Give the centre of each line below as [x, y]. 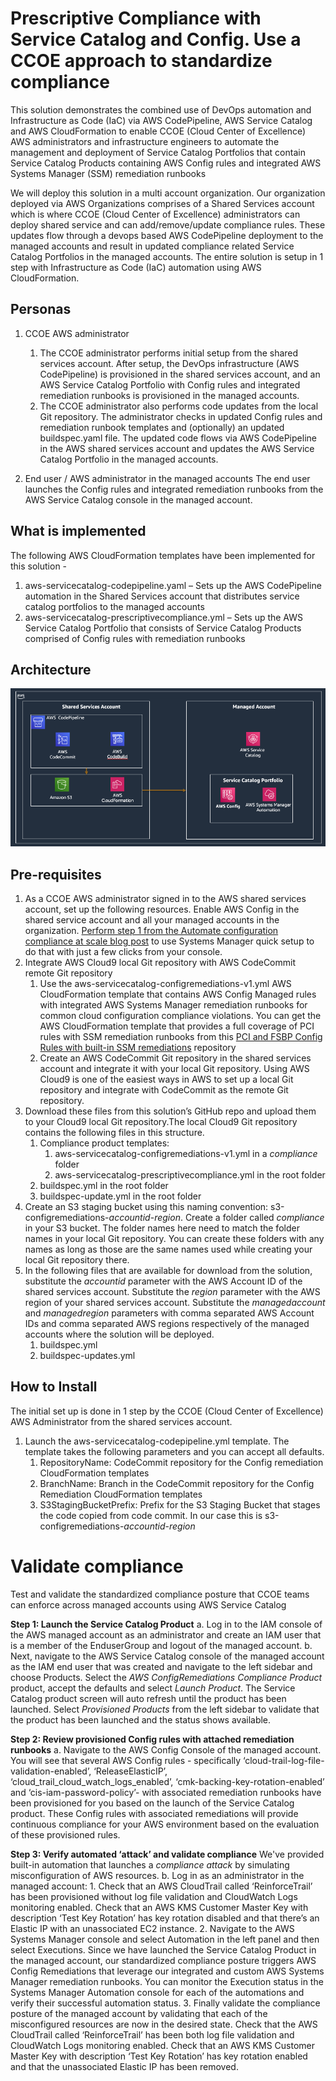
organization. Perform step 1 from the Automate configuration [151, 931]
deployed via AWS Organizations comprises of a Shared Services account [162, 203]
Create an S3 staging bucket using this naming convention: [146, 1207]
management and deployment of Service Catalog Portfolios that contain [158, 152]
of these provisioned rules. [65, 1834]
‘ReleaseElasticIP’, [130, 1771]
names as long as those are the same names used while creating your [168, 1249]
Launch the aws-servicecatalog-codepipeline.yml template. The [157, 1441]
